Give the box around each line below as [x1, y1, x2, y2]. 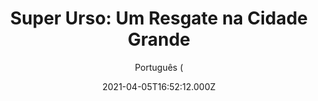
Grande [127, 28, 191, 51]
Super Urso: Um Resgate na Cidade [9, 7, 309, 30]
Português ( [134, 61, 184, 73]
